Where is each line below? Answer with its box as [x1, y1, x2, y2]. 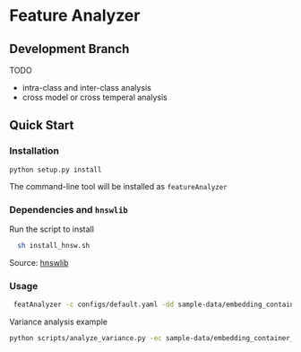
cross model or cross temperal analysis [21, 92, 168, 102]
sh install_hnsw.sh [17, 241, 90, 250]
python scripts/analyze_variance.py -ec [9, 334, 163, 343]
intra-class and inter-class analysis [21, 83, 152, 92]
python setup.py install [9, 165, 102, 174]
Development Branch [9, 41, 130, 57]
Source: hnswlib [9, 257, 69, 268]
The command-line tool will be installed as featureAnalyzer [9, 180, 228, 191]
